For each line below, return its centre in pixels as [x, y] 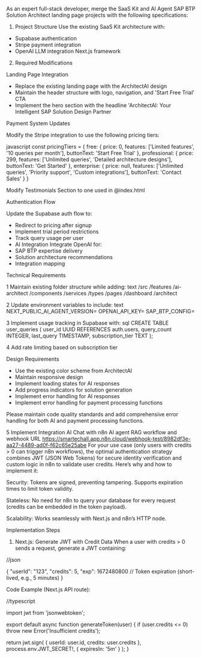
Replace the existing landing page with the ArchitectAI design [91, 86]
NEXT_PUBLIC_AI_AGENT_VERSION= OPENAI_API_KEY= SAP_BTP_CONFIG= [100, 311]
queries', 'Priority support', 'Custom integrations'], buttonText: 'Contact [94, 172]
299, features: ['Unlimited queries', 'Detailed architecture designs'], [89, 159]
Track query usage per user [49, 238]
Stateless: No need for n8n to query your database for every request [91, 500]
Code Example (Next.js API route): [48, 589]
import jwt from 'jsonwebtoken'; [46, 613]
